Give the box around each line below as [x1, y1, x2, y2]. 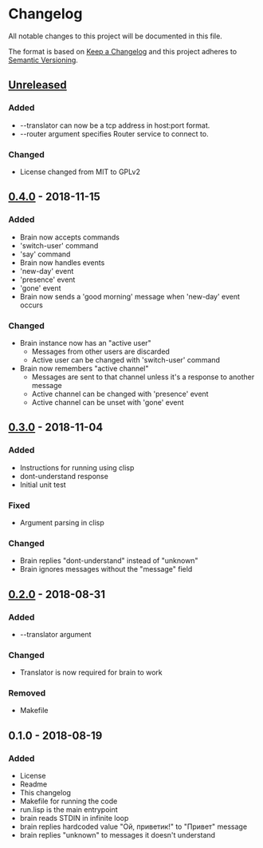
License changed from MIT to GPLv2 [19, 167, 141, 176]
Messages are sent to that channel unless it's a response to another [31, 372, 255, 382]
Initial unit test [19, 480, 66, 489]
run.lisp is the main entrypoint [19, 805, 118, 814]
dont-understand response [19, 471, 109, 481]
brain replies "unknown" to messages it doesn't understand [19, 830, 216, 840]
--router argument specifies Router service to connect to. [19, 129, 209, 138]
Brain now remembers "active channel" [19, 363, 149, 373]
